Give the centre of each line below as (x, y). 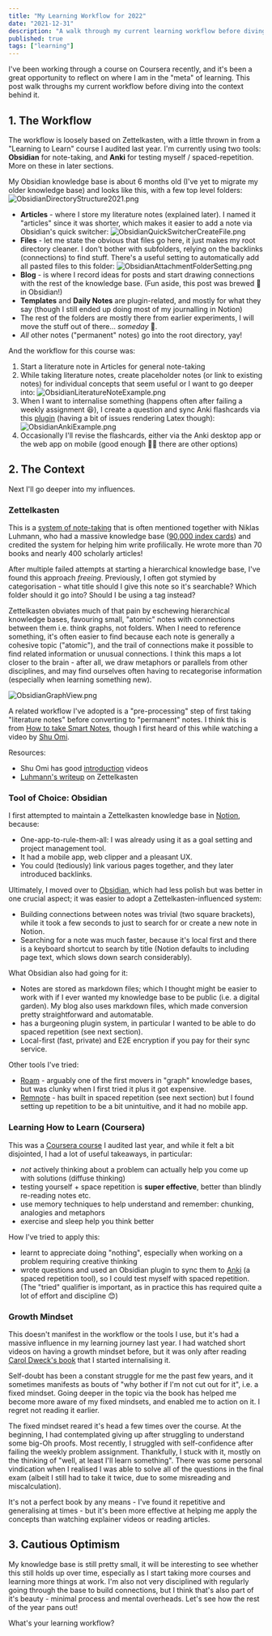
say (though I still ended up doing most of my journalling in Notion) (131, 309)
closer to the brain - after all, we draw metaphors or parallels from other (128, 662)
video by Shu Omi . (39, 737)
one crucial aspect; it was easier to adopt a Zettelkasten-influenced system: (135, 899)
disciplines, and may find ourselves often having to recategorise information (135, 671)
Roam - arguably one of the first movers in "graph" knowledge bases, (136, 1081)
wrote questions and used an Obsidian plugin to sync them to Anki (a (135, 1270)
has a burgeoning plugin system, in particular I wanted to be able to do (138, 1023)
